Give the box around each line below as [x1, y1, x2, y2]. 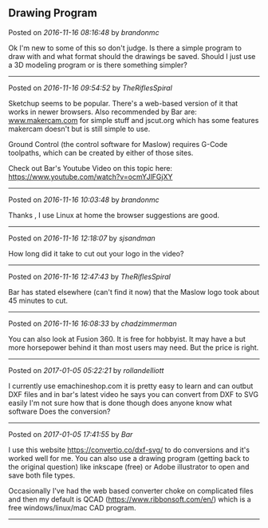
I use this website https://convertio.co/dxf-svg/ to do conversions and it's [8, 445, 250, 455]
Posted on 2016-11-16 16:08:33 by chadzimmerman [8, 319, 177, 328]
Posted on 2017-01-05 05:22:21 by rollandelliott [8, 365, 164, 375]
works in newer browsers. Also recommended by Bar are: [8, 107, 197, 117]
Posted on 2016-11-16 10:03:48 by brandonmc [8, 195, 160, 204]
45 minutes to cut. [8, 296, 69, 305]
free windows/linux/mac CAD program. [8, 502, 136, 512]
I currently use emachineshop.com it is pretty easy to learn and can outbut [8, 381, 254, 391]
